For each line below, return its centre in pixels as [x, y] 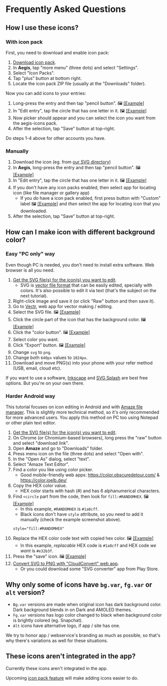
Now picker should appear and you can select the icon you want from [84, 118]
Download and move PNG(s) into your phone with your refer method [83, 362]
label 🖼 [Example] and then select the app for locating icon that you [90, 204]
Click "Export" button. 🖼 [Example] [49, 345]
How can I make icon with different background [81, 232]
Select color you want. [36, 339]
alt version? [25, 592]
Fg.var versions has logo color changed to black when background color [87, 615]
